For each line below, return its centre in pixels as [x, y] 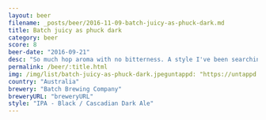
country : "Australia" [44, 81]
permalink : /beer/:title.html [58, 67]
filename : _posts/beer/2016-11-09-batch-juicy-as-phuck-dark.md [116, 23]
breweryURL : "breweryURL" [51, 96]
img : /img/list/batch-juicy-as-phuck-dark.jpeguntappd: [102, 74]
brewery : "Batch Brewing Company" [65, 89]
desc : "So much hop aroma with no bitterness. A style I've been [118, 60]
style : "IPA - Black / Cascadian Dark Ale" [81, 103]
